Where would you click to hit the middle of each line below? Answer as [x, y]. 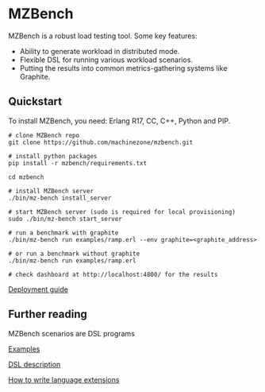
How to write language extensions [64, 379]
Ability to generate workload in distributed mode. [100, 51]
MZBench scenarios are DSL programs [71, 333]
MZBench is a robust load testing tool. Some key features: [103, 36]
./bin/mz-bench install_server [60, 198]
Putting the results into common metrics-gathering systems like [123, 68]
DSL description [35, 364]
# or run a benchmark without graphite [74, 254]
